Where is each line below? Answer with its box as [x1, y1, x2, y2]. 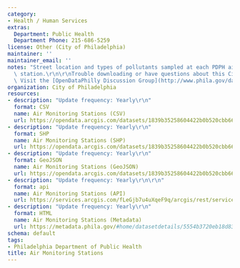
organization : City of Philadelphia [7, 84, 116, 91]
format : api [14, 183, 50, 190]
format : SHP [14, 130, 50, 137]
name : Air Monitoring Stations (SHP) [14, 137, 126, 144]
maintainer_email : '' [7, 57, 72, 64]
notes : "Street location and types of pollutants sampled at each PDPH [7, 64, 225, 71]
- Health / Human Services [7, 17, 88, 24]
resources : [7, 90, 40, 97]
